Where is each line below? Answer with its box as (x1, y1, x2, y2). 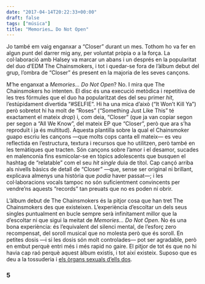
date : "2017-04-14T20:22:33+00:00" (6, 9, 97, 15)
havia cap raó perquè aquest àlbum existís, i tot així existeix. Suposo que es (6, 249, 197, 256)
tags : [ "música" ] (6, 20, 51, 26)
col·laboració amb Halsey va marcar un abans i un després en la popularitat (6, 56, 197, 63)
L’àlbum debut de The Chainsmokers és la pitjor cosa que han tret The (6, 197, 184, 204)
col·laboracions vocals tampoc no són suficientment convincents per (6, 178, 181, 186)
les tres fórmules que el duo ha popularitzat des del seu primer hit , (6, 94, 174, 101)
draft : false (6, 15, 40, 21)
